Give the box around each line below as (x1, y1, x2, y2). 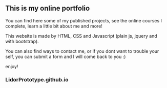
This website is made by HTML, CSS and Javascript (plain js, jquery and (5, 33, 157, 39)
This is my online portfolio (5, 4, 90, 13)
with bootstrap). (5, 38, 39, 44)
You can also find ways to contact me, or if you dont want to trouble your (5, 48, 159, 54)
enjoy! (5, 63, 18, 69)
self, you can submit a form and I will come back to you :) (5, 53, 126, 60)
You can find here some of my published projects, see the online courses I (5, 17, 162, 23)
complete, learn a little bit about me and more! (5, 23, 102, 29)
